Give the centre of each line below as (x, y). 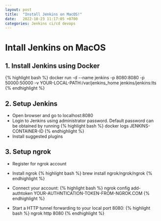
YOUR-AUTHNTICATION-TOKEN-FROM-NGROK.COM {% (92, 193)
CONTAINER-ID (28, 131)
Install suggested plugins (37, 136)
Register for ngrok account (39, 163)
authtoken (22, 193)
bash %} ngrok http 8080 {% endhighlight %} (58, 213)
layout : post (18, 10)
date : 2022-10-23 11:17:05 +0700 (41, 19)
